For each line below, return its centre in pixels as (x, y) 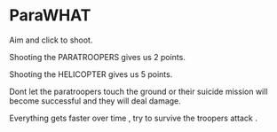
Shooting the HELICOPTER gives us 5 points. (91, 74)
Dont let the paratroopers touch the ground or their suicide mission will (138, 91)
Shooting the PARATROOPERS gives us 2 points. (98, 57)
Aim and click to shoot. (51, 40)
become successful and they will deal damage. (95, 101)
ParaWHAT (50, 16)
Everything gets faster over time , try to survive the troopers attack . (133, 118)
